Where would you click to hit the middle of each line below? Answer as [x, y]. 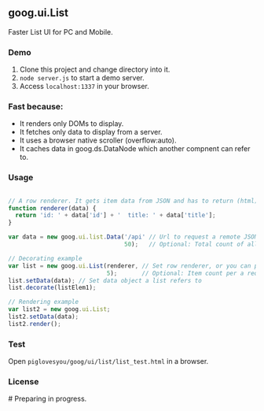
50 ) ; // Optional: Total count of [184, 244]
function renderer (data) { [52, 208]
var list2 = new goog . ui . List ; [59, 309]
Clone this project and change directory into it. [95, 69]
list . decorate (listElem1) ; [52, 288]
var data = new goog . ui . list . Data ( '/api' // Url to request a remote [125, 237]
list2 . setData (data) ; [44, 317]
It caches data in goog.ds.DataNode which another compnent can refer [135, 149]
